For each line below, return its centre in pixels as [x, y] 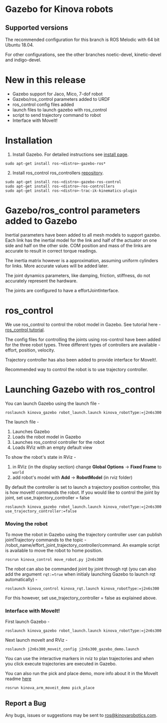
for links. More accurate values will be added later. [57, 266]
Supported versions [37, 28]
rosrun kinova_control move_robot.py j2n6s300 [54, 559]
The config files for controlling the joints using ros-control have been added [83, 339]
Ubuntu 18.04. [19, 45]
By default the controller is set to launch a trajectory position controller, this [83, 487]
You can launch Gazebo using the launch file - [53, 403]
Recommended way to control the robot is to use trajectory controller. [77, 369]
